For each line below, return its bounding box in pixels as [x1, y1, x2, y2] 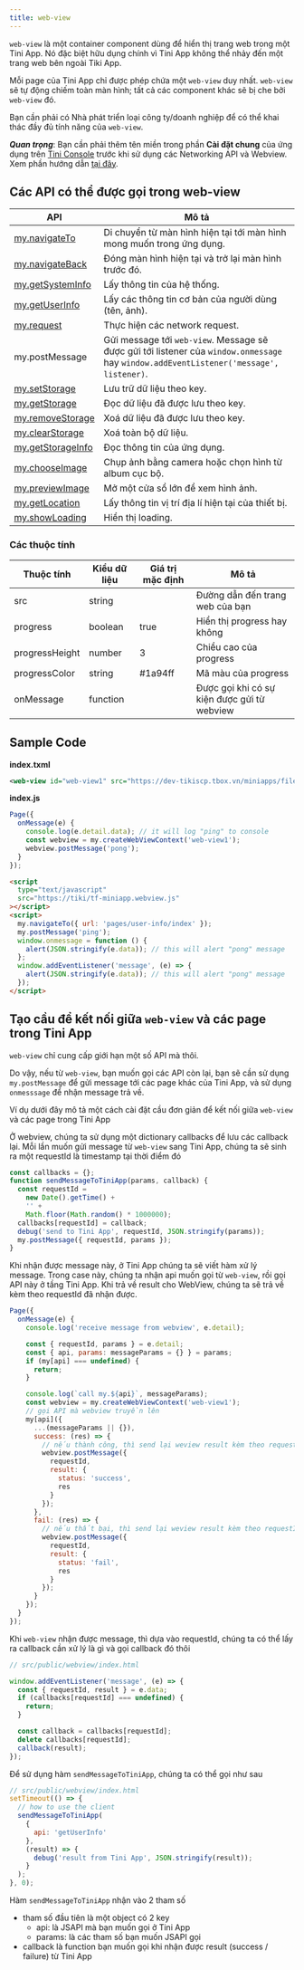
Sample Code [9, 735, 87, 751]
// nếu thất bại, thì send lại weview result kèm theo [42, 1525, 261, 1534]
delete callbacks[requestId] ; [17, 1735, 131, 1744]
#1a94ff [138, 666, 175, 679]
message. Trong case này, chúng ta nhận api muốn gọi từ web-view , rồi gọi [9, 1269, 287, 1281]
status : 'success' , [57, 1474, 131, 1483]
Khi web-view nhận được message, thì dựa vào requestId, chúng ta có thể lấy [9, 1633, 294, 1644]
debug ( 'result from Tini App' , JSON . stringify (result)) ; [33, 1853, 253, 1862]
